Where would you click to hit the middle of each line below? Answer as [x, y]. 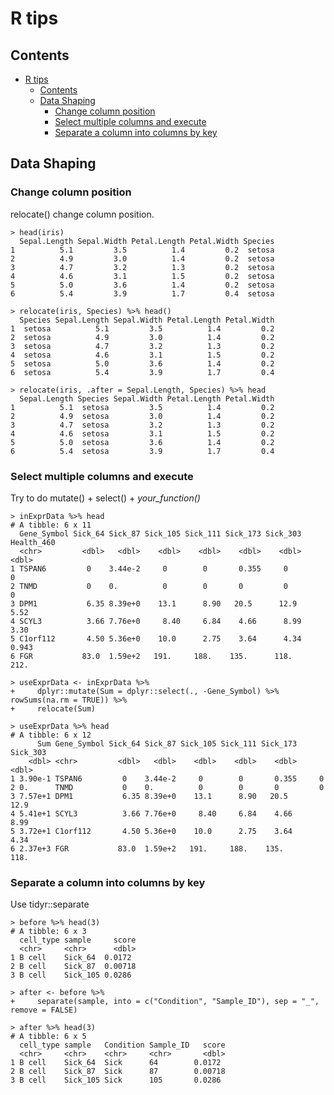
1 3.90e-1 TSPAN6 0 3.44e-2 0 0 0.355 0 [167, 778]
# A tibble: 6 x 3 [48, 932]
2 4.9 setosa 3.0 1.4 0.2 [142, 416]
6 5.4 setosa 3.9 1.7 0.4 [142, 451]
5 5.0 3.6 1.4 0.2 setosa [142, 285]
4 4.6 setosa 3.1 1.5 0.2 [142, 433]
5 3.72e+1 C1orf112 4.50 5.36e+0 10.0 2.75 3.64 [151, 831]
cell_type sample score [78, 940]
